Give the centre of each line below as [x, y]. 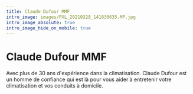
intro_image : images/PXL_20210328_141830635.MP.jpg [71, 17]
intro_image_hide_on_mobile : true [49, 28]
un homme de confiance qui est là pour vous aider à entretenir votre [89, 79]
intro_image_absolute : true [41, 22]
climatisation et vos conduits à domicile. [55, 86]
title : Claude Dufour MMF [38, 11]
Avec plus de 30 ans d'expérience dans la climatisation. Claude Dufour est [97, 73]
